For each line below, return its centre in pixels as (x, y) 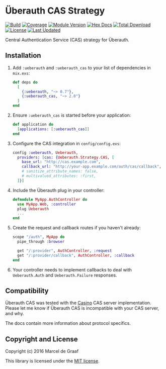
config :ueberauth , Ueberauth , (45, 153)
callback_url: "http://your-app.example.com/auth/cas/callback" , (92, 167)
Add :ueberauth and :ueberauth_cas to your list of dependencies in (81, 67)
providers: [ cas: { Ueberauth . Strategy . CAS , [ (66, 157)
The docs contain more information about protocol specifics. (68, 323)
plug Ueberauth (33, 209)
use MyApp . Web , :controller (47, 204)
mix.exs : (21, 73)
